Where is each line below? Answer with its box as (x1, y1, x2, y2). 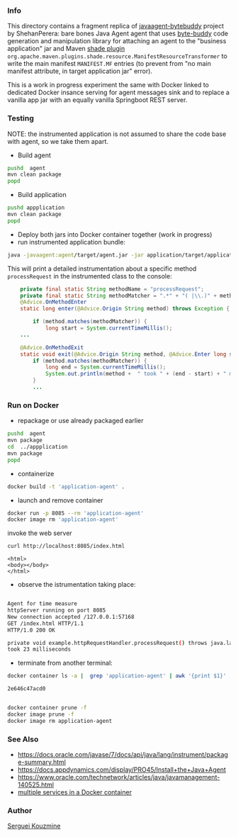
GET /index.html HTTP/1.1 (7, 619, 84, 627)
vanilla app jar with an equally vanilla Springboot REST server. (7, 96, 188, 104)
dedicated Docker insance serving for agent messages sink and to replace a (7, 88, 230, 97)
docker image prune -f (7, 711, 74, 718)
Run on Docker (7, 400, 59, 410)
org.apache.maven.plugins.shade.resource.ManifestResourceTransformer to (7, 52, 228, 60)
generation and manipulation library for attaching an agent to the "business (7, 37, 227, 45)
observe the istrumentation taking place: (17, 580, 136, 589)
